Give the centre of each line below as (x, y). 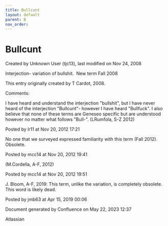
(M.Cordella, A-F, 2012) (30, 164)
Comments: (17, 93)
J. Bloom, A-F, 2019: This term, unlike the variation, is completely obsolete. (84, 184)
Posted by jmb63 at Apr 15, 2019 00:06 (46, 199)
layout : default (22, 15)
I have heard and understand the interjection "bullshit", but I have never (80, 103)
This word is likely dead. (31, 190)
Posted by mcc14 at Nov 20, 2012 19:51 (46, 174)
